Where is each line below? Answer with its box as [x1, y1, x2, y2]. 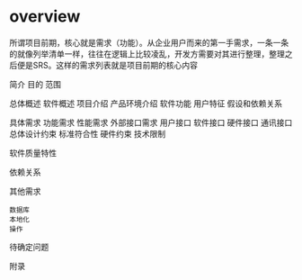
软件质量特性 [9, 147, 57, 158]
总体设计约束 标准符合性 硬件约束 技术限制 [9, 128, 166, 139]
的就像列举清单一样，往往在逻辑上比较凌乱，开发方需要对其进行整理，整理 [9, 48, 285, 59]
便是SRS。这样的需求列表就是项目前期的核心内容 [16, 59, 198, 70]
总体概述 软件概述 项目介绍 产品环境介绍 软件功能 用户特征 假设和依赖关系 [9, 97, 283, 109]
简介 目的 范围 [9, 78, 61, 89]
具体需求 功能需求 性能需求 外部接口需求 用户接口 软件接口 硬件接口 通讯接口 [9, 117, 293, 128]
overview [9, 6, 81, 27]
